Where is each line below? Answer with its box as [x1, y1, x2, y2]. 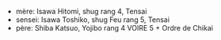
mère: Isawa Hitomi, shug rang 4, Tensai [15, 7, 147, 16]
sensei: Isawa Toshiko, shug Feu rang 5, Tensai [15, 15, 170, 24]
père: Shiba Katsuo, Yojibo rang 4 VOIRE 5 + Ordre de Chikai [15, 24, 214, 32]
